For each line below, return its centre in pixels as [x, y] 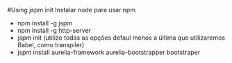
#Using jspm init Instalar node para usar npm [72, 10]
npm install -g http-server [54, 30]
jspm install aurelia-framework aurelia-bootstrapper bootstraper [109, 52]
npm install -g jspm [45, 23]
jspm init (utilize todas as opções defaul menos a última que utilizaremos [121, 38]
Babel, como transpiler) [51, 45]
